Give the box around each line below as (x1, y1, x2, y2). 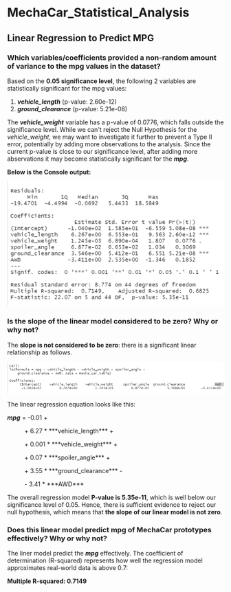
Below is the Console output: (7, 168, 91, 176)
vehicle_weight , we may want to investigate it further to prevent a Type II (7, 133, 212, 141)
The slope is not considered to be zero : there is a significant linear (7, 341, 197, 349)
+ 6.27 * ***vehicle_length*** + (24, 427, 114, 435)
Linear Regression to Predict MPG (7, 32, 155, 44)
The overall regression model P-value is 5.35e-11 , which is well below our (7, 493, 217, 502)
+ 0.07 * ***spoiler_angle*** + (24, 453, 111, 462)
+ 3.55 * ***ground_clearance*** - (24, 467, 122, 475)
